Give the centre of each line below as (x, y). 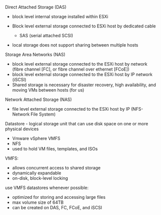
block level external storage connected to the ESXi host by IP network (82, 74)
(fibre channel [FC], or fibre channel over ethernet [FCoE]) (71, 69)
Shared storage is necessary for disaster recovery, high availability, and (84, 85)
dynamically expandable (37, 173)
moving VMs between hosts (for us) (48, 90)
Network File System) (34, 114)
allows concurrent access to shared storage (56, 168)
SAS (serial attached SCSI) (46, 36)
